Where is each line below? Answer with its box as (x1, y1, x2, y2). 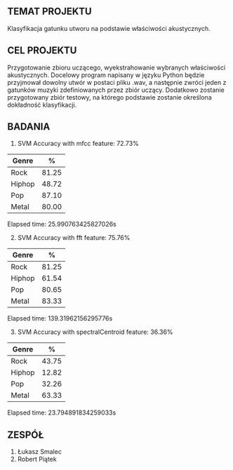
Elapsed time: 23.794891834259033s (7, 408, 116, 417)
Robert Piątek (17, 455, 58, 464)
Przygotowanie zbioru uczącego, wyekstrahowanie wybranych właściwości (7, 63, 226, 72)
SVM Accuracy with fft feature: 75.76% (17, 234, 131, 242)
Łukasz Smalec (17, 448, 62, 456)
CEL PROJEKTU (7, 45, 77, 57)
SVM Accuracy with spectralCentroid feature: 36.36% (17, 328, 173, 336)
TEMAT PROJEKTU (7, 6, 93, 18)
